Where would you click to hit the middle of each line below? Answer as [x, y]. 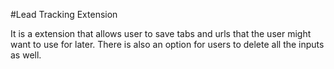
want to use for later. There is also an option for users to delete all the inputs [167, 44]
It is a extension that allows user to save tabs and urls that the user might [161, 33]
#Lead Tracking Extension [64, 14]
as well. [26, 55]
